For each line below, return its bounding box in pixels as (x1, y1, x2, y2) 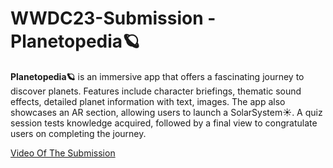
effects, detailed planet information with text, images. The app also (10, 95, 286, 107)
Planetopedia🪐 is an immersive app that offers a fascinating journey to (10, 70, 305, 82)
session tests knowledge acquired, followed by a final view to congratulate (10, 117, 318, 129)
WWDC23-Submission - (10, 7, 217, 30)
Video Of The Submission (10, 147, 116, 159)
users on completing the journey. (10, 127, 147, 139)
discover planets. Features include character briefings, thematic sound (10, 85, 302, 97)
